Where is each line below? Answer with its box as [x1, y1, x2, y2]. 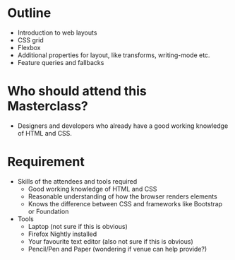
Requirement [7, 154, 85, 170]
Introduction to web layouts [17, 28, 97, 37]
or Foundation [28, 207, 69, 215]
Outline [7, 5, 52, 21]
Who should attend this [7, 83, 147, 100]
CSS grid [17, 35, 44, 44]
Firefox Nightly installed [28, 230, 97, 238]
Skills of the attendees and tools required [17, 177, 138, 185]
